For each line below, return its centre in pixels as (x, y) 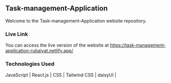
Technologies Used (30, 64)
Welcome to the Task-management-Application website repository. (76, 20)
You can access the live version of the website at (57, 45)
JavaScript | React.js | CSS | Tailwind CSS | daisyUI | (61, 75)
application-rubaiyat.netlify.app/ (39, 51)
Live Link (17, 34)
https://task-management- (138, 45)
